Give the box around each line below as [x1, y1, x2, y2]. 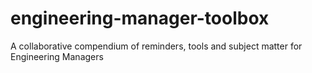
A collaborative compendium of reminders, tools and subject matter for [10, 40, 303, 52]
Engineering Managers [10, 50, 104, 62]
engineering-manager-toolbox [10, 7, 270, 30]
